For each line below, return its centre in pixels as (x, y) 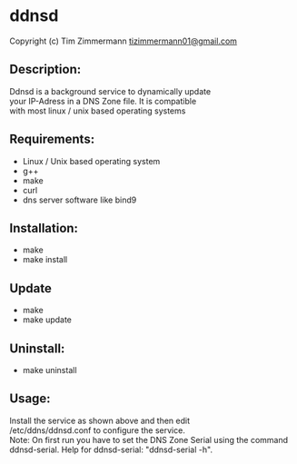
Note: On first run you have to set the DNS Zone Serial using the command (149, 439)
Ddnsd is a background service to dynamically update (110, 91)
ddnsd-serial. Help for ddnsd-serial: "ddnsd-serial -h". (111, 449)
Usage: (30, 399)
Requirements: (52, 139)
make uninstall (49, 370)
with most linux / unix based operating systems (98, 111)
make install (45, 260)
